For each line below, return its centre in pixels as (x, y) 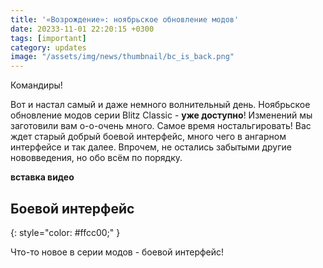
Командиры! (36, 85)
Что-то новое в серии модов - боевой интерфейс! (117, 252)
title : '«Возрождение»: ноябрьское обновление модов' (125, 19)
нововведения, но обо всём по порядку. (96, 158)
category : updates (48, 47)
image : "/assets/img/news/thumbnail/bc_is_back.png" (122, 57)
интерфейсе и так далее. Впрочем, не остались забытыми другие (151, 147)
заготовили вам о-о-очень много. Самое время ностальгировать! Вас (161, 126)
